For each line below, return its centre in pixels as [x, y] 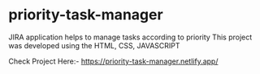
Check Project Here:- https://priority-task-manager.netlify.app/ [113, 61]
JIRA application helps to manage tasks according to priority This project [130, 37]
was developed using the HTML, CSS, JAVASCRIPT [94, 45]
